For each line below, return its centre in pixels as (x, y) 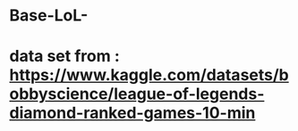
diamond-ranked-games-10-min (132, 113)
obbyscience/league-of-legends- (137, 94)
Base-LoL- (49, 16)
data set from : (64, 57)
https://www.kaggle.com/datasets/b (149, 75)
